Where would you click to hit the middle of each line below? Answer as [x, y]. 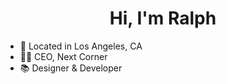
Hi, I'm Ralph [163, 18]
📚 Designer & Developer [71, 68]
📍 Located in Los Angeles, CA [81, 46]
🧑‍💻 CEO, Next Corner [63, 56]
